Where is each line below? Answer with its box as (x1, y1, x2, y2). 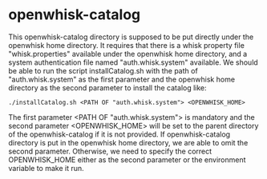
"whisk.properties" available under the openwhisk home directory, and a (8, 49, 248, 58)
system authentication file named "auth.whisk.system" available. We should (8, 58, 258, 67)
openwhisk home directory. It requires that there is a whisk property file (8, 40, 245, 50)
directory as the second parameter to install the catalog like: (8, 82, 207, 93)
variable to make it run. (8, 163, 84, 173)
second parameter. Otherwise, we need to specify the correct (8, 146, 212, 156)
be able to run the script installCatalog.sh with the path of (8, 66, 198, 75)
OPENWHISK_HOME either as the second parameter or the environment (8, 154, 246, 165)
